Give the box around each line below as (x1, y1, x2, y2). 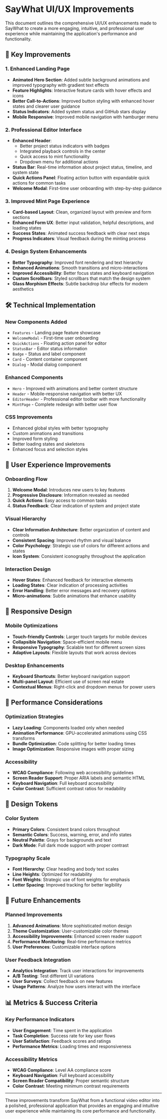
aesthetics (12, 286, 34, 292)
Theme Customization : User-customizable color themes (12, 928, 129, 934)
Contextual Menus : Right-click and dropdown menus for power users (12, 684, 156, 690)
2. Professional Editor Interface (5, 126, 82, 133)
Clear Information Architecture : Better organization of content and (12, 526, 150, 532)
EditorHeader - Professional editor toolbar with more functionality (12, 396, 147, 402)
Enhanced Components (5, 374, 64, 381)
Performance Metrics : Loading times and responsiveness (12, 1043, 132, 1049)
